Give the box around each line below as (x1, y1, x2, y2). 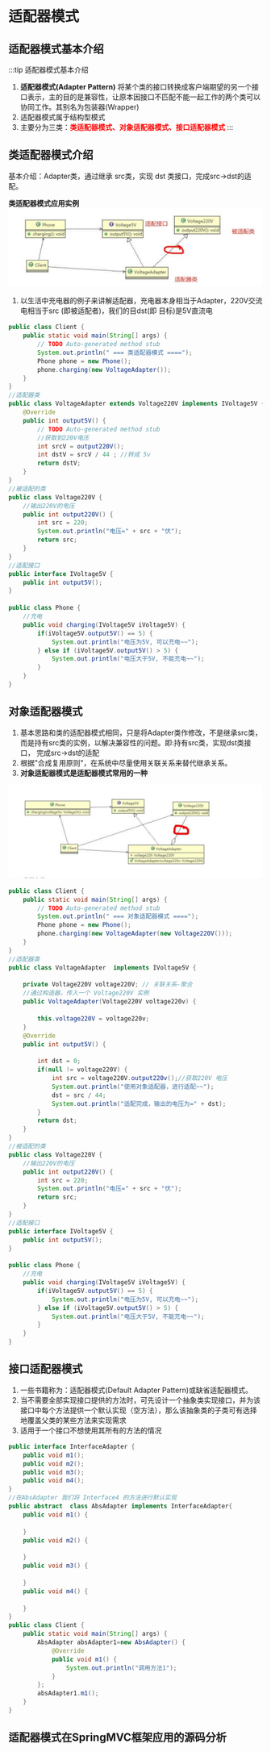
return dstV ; (37, 459, 81, 468)
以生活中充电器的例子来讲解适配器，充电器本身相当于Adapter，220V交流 (19, 296, 263, 306)
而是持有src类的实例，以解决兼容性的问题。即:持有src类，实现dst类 (19, 737, 244, 747)
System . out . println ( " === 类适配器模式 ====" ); (37, 348, 193, 357)
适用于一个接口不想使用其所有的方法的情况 (19, 1425, 162, 1435)
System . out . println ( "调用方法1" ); (65, 1663, 177, 1672)
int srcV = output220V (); (37, 442, 125, 450)
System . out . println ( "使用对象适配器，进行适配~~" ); (51, 1082, 215, 1091)
